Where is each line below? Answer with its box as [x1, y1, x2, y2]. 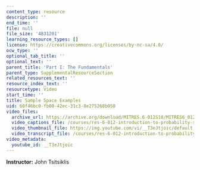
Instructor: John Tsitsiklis [6, 158, 70, 165]
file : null [6, 25, 33, 32]
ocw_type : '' [6, 48, 39, 54]
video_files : [6, 109, 39, 115]
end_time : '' [6, 20, 39, 26]
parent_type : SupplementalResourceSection [6, 70, 113, 76]
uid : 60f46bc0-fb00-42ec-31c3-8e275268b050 [6, 103, 116, 109]
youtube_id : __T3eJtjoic [11, 141, 73, 148]
